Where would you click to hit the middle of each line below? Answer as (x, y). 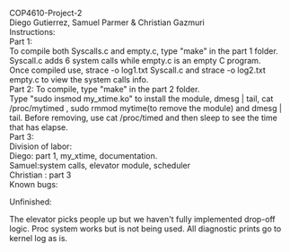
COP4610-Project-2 (46, 13)
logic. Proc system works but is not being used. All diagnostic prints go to (145, 229)
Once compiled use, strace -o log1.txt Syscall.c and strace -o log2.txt (138, 70)
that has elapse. (39, 127)
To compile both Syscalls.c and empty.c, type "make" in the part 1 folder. (144, 51)
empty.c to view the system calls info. (79, 79)
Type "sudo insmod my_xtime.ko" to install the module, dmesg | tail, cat (141, 99)
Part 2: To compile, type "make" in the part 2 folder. (105, 89)
